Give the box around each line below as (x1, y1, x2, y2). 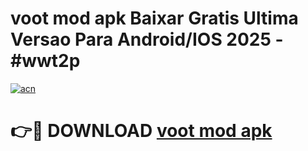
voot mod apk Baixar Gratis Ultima (10, 7, 299, 30)
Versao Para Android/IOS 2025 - (10, 28, 284, 51)
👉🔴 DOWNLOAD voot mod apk (10, 120, 273, 142)
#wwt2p (10, 50, 81, 72)
